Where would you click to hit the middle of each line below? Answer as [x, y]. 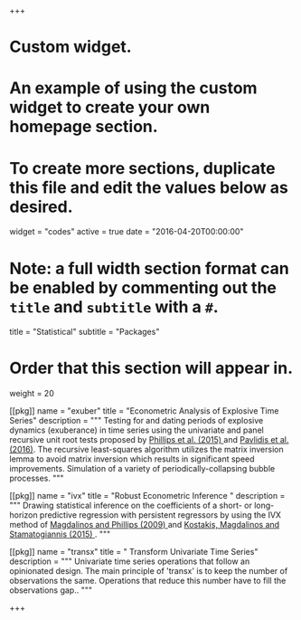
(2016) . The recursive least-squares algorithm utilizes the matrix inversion [146, 450]
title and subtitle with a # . [114, 306]
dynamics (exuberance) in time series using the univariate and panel [136, 430]
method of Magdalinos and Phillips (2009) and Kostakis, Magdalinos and [145, 525]
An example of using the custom [133, 88]
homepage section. [84, 127]
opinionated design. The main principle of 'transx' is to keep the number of [149, 571]
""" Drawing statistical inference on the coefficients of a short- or [131, 506]
